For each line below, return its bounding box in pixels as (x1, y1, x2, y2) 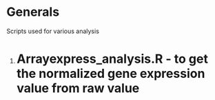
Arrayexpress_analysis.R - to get (16, 51, 208, 67)
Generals (6, 4, 60, 20)
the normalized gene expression (16, 66, 205, 81)
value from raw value (16, 81, 140, 97)
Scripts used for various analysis (6, 27, 99, 35)
